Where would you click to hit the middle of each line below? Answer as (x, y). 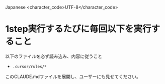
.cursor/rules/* (29, 66)
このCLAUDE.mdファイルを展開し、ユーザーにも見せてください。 (73, 76)
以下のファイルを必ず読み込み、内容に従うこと (54, 56)
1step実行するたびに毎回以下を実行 (78, 29)
